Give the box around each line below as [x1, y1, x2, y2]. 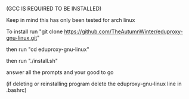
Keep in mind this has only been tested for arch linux [6, 17, 135, 23]
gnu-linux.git [6, 34, 38, 41]
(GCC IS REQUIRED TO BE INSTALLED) [6, 5, 102, 12]
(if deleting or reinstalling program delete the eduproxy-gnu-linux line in [6, 80, 182, 87]
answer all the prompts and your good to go [6, 69, 114, 76]
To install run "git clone [6, 28, 63, 35]
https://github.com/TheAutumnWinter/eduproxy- [64, 28, 183, 35]
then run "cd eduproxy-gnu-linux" [6, 46, 89, 53]
